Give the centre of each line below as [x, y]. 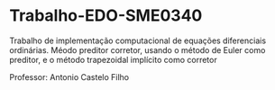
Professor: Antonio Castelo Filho [69, 76]
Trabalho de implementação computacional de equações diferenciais [138, 40]
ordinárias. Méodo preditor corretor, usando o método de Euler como [137, 49]
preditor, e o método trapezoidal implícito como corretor [114, 59]
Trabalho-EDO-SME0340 [106, 16]
